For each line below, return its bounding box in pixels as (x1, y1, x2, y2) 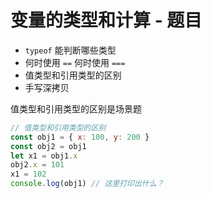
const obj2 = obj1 (10, 141, 87, 151)
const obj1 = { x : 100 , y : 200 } (10, 132, 150, 142)
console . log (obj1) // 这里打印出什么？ (10, 179, 165, 189)
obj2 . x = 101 (10, 160, 65, 170)
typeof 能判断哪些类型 (24, 44, 117, 56)
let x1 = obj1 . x (10, 151, 78, 161)
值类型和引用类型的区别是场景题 (10, 102, 142, 115)
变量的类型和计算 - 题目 (10, 9, 203, 32)
